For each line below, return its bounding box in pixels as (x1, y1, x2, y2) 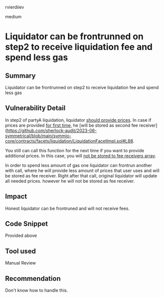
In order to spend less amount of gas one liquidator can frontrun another (5, 162, 152, 168)
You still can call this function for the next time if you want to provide (5, 147, 144, 153)
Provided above (5, 232, 37, 238)
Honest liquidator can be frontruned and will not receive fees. (5, 205, 130, 211)
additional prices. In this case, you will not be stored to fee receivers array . (5, 153, 157, 159)
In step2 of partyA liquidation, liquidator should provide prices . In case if (5, 117, 152, 123)
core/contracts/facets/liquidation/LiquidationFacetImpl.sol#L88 (5, 138, 133, 144)
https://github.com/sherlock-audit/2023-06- (6, 128, 97, 133)
